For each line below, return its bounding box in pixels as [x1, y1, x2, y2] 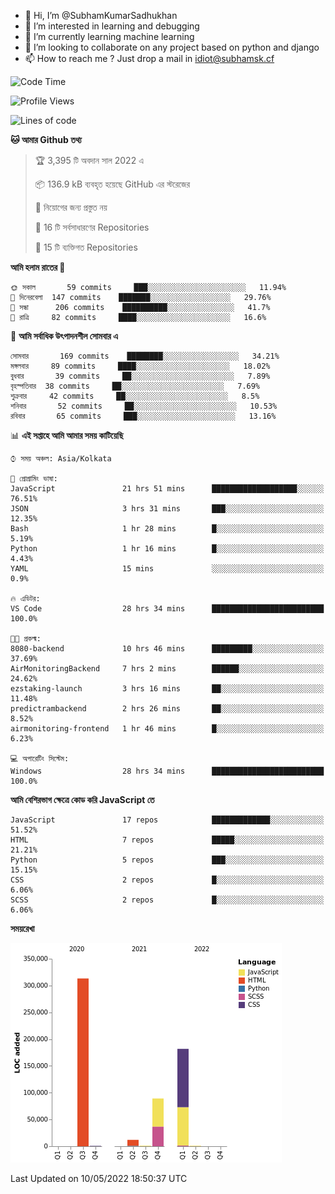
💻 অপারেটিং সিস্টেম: [10, 754, 70, 764]
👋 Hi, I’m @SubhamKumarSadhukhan [24, 10, 178, 21]
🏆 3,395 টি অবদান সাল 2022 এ [34, 155, 144, 166]
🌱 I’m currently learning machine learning [24, 31, 195, 42]
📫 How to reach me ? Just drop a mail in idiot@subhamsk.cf [24, 53, 275, 64]
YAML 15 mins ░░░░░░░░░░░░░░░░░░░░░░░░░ [10, 564, 325, 574]
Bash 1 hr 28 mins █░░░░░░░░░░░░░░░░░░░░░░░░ [10, 524, 325, 534]
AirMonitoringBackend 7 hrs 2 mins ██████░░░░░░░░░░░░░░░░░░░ [10, 664, 325, 674]
